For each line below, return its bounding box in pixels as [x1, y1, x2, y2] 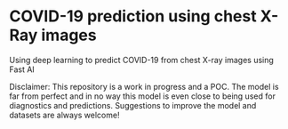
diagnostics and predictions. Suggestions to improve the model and [9, 100, 257, 110]
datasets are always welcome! [9, 109, 120, 120]
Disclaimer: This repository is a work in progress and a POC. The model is [9, 81, 279, 92]
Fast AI [9, 64, 36, 75]
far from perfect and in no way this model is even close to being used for [9, 91, 276, 101]
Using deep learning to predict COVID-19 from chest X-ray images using [9, 54, 274, 65]
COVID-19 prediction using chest [9, 6, 257, 27]
